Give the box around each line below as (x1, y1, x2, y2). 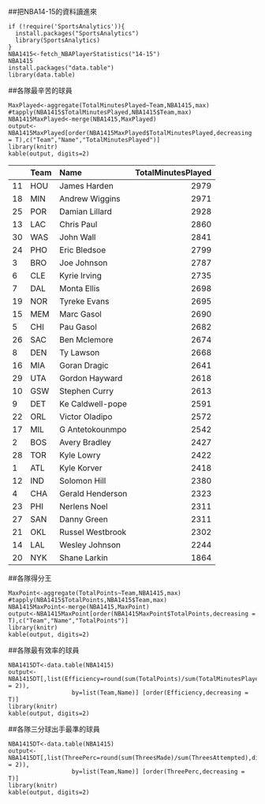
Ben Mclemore (58, 335, 114, 345)
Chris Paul (58, 219, 98, 230)
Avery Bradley (58, 437, 112, 447)
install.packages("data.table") (8, 64, 114, 72)
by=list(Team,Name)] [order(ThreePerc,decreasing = (71, 768, 245, 776)
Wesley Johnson (58, 540, 121, 550)
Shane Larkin (58, 552, 108, 563)
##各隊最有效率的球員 (8, 645, 80, 655)
